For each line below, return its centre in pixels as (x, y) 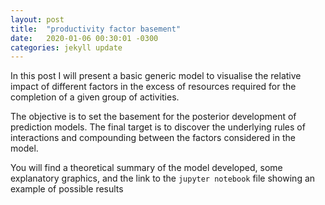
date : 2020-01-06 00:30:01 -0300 (84, 38)
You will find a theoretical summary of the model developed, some (146, 168)
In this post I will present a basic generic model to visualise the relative (156, 76)
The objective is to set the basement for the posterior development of (153, 117)
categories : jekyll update (66, 47)
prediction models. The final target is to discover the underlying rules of (158, 127)
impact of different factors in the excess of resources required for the (153, 87)
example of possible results (67, 189)
